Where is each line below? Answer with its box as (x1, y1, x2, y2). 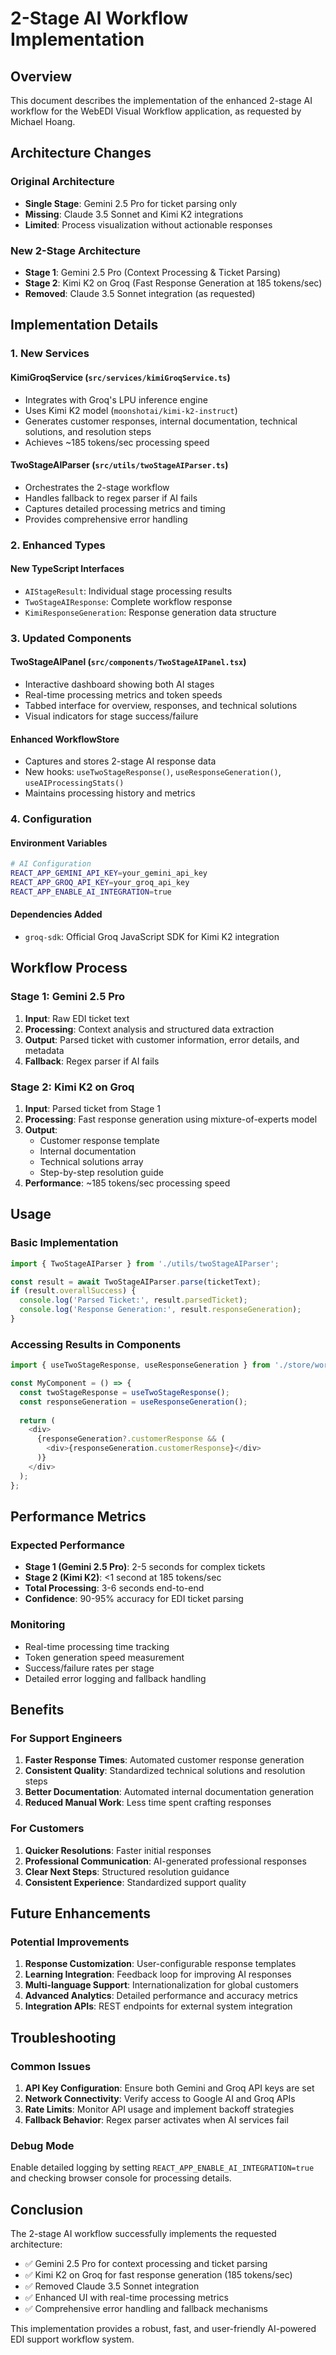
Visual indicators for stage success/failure (24, 710, 199, 722)
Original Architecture (10, 175, 115, 189)
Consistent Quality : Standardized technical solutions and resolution (24, 1765, 306, 1777)
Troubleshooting (10, 2029, 117, 2046)
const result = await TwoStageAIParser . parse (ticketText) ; (10, 1277, 262, 1287)
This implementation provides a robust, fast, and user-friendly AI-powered (10, 2323, 317, 2335)
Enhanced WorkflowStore (10, 733, 120, 745)
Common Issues (10, 2059, 92, 2073)
